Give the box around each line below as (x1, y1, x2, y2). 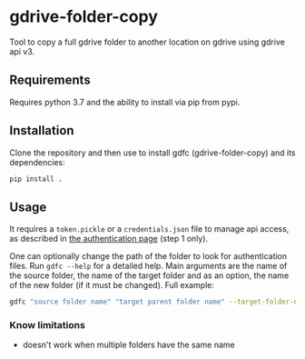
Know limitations (9, 319, 86, 332)
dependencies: (9, 156, 65, 167)
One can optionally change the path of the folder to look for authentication (9, 251, 288, 262)
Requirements (9, 73, 91, 88)
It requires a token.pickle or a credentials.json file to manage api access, (9, 224, 290, 234)
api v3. (9, 45, 34, 56)
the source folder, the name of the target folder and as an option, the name (9, 270, 290, 281)
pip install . (9, 175, 64, 184)
